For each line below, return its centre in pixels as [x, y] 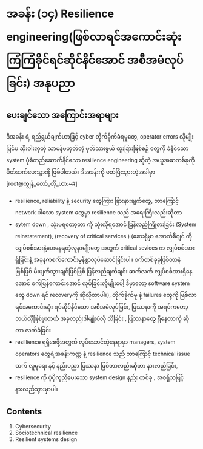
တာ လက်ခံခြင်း [33, 330]
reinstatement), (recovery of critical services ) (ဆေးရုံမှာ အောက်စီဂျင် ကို [103, 236]
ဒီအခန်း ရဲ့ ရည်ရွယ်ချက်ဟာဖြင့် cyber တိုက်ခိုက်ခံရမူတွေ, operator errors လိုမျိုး [100, 136]
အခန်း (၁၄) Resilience [60, 14]
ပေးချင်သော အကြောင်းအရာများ [63, 115]
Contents [24, 412]
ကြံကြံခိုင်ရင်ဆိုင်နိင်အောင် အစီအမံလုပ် [95, 60]
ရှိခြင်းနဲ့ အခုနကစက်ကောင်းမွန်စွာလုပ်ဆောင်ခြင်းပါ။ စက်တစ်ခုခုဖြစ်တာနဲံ [98, 259]
